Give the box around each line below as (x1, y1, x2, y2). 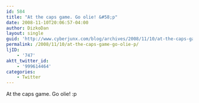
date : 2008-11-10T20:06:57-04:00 (6, 19, 89, 25)
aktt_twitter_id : (6, 58, 49, 64)
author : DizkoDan (6, 25, 49, 31)
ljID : (6, 47, 20, 53)
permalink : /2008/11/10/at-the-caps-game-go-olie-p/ (6, 42, 139, 48)
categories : (6, 69, 36, 75)
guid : (6, 36, 20, 42)
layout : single (6, 31, 44, 36)
